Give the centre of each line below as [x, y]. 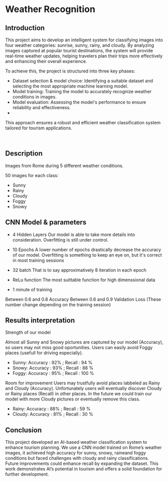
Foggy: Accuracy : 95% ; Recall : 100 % [53, 373]
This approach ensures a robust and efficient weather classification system [83, 123]
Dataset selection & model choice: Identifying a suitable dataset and [83, 81]
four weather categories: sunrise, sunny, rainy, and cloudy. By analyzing [80, 45]
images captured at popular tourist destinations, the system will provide [79, 51]
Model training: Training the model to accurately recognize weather [82, 91]
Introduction [25, 28]
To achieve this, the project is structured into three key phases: [70, 71]
